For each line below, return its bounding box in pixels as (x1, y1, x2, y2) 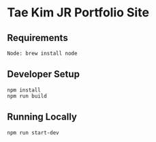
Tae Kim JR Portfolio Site (7, 5, 150, 20)
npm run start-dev (7, 129, 59, 136)
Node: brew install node (7, 50, 78, 57)
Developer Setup (7, 68, 80, 80)
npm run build (7, 92, 48, 100)
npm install (7, 87, 41, 94)
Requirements (7, 32, 68, 44)
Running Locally (7, 111, 77, 123)
